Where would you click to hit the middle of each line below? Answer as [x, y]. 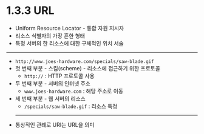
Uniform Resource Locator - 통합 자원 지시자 [70, 28]
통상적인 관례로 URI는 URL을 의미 [55, 124]
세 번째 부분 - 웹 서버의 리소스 [50, 98]
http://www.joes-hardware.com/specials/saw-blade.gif [84, 61]
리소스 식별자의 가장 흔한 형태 [50, 35]
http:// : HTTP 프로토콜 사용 [59, 76]
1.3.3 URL [30, 11]
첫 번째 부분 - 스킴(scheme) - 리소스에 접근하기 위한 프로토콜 [88, 68]
